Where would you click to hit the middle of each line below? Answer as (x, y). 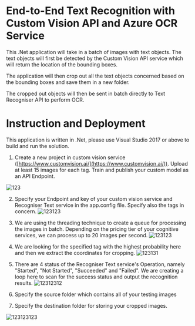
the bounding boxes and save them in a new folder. (68, 82)
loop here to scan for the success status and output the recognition (96, 277)
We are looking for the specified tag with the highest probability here (97, 246)
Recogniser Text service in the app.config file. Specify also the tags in (99, 205)
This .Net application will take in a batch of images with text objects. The (94, 52)
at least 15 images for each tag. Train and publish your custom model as (102, 170)
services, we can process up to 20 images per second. (81, 235)
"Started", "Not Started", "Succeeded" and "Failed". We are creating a (99, 270)
